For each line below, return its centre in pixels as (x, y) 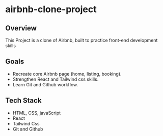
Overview (21, 28)
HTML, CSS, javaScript (37, 113)
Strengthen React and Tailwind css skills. (56, 79)
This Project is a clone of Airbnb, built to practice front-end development (81, 40)
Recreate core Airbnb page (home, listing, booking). (67, 74)
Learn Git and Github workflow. (45, 84)
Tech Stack (23, 101)
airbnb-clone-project (51, 9)
